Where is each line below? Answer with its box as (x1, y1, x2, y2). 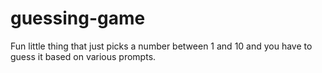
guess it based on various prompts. (10, 50, 157, 62)
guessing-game (10, 7, 146, 30)
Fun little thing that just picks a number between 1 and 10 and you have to (10, 40, 313, 52)
